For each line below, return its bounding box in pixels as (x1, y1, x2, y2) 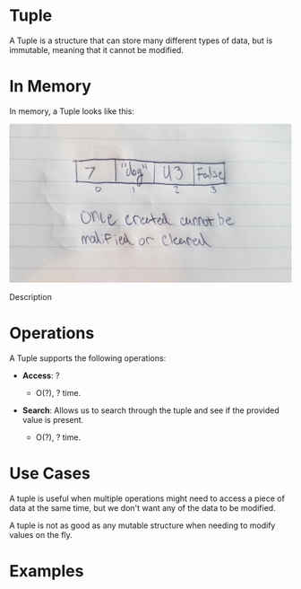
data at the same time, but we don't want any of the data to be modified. (9, 502, 276, 513)
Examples (9, 560, 84, 581)
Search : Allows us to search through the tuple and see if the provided (21, 405, 279, 416)
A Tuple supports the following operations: (9, 352, 167, 364)
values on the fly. (9, 529, 73, 540)
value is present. (21, 414, 84, 425)
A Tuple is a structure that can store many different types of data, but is (9, 35, 273, 46)
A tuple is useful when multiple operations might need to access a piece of (9, 493, 285, 504)
